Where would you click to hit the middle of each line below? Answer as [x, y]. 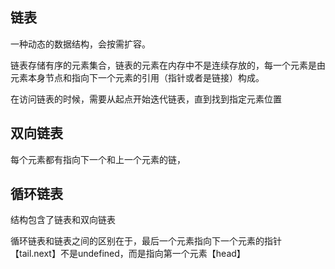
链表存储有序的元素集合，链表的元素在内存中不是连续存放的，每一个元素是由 [168, 65]
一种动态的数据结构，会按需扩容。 [80, 44]
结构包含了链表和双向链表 [63, 220]
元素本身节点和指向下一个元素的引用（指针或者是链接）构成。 [137, 77]
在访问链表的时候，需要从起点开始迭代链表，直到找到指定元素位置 [146, 99]
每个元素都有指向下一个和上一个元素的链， [98, 159]
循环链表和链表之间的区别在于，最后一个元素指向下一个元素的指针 [146, 241]
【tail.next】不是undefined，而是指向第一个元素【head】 [128, 254]
